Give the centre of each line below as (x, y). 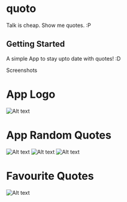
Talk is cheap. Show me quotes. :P (49, 25)
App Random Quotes (59, 135)
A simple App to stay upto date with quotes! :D (63, 58)
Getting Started (36, 44)
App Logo (31, 94)
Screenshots (22, 70)
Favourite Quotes (50, 176)
